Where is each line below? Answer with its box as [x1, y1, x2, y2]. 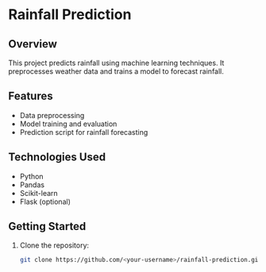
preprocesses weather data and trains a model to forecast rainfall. [8, 67, 225, 76]
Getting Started [8, 220, 87, 233]
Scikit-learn [19, 188, 58, 197]
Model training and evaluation [19, 119, 118, 128]
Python [19, 171, 44, 181]
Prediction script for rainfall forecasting [19, 127, 148, 136]
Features [8, 90, 53, 103]
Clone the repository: [19, 240, 90, 251]
